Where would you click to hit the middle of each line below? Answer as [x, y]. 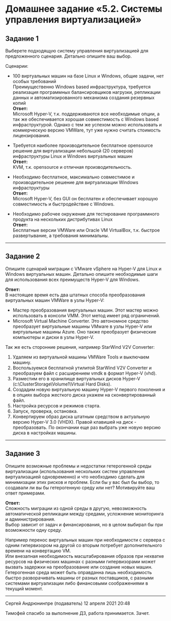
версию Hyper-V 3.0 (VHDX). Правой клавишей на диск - [74, 422]
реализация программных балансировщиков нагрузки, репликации [87, 92]
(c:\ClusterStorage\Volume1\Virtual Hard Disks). [62, 384]
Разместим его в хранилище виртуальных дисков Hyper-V [76, 378]
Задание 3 [23, 454]
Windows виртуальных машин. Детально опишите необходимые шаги [82, 274]
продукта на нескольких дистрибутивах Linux [63, 219]
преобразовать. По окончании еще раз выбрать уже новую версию [87, 427]
